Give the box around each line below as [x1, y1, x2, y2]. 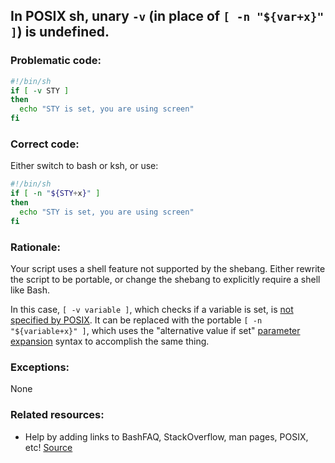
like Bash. [10, 284, 50, 296]
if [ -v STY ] [10, 85, 70, 96]
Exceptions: [10, 360, 70, 374]
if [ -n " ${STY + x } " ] [10, 189, 101, 199]
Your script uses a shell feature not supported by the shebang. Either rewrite [10, 263, 326, 275]
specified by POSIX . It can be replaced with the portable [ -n [10, 314, 263, 326]
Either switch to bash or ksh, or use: [10, 160, 159, 172]
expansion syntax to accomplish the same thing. [10, 335, 210, 348]
